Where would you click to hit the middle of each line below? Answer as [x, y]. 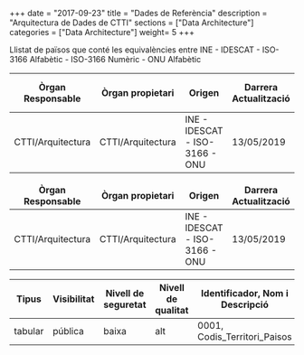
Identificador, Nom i [245, 293]
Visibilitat [74, 299]
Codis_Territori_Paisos [245, 336]
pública [68, 331]
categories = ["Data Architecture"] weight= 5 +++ [102, 32]
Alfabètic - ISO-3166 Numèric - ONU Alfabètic [115, 59]
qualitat [172, 310]
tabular [29, 331]
